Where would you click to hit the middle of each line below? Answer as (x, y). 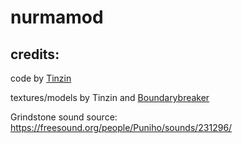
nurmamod (57, 17)
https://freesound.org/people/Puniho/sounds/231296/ (121, 127)
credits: (35, 54)
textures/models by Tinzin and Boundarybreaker (110, 97)
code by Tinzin (41, 78)
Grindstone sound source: (64, 117)
